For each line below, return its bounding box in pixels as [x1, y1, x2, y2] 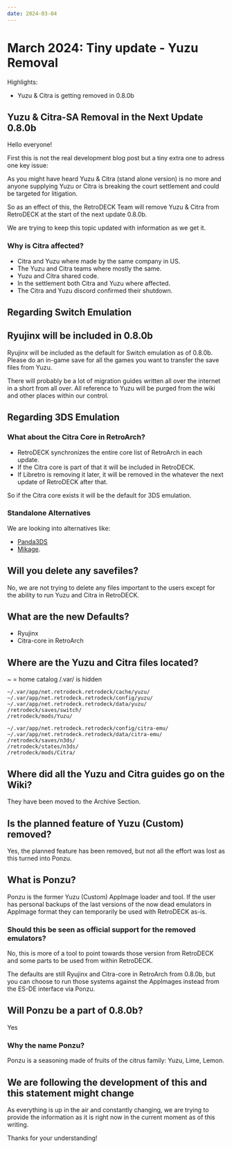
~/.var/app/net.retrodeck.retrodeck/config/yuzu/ [7, 695, 154, 701]
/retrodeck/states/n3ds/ [7, 743, 79, 750]
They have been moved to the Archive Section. [7, 797, 141, 806]
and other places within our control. [7, 391, 109, 400]
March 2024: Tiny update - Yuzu [7, 40, 199, 56]
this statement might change [7, 1087, 134, 1099]
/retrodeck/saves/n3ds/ [7, 737, 76, 744]
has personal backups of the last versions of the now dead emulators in [7, 900, 212, 908]
